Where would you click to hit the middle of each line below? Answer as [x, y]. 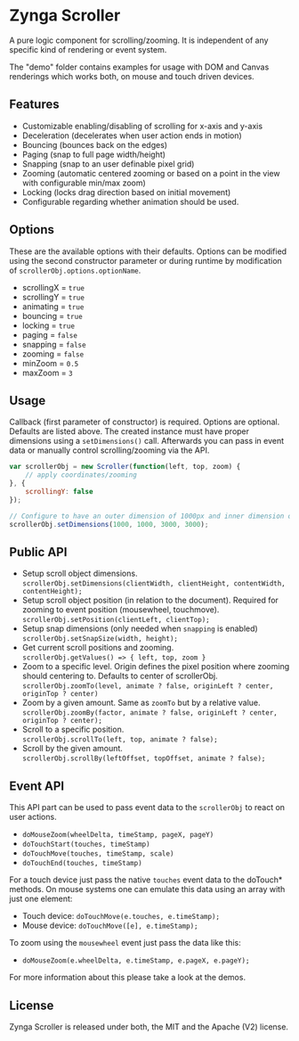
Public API [38, 552]
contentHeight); [52, 592]
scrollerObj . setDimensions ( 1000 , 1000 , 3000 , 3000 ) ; [109, 524]
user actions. [33, 817]
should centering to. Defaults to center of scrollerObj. [120, 676]
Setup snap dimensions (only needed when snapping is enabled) [140, 628]
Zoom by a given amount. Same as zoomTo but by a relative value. [141, 703]
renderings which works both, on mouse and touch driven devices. [132, 76]
